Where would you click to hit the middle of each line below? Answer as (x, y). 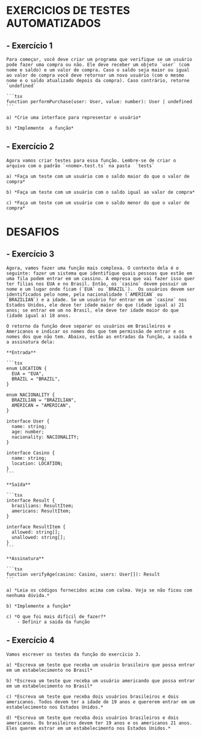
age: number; (28, 432)
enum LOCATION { (26, 368)
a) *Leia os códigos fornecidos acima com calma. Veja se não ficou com (99, 590)
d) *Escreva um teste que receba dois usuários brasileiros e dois (93, 718)
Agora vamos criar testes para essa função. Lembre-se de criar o (91, 161)
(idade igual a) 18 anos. (39, 315)
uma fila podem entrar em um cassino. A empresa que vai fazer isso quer (101, 278)
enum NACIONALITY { (31, 395)
